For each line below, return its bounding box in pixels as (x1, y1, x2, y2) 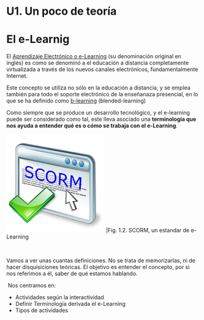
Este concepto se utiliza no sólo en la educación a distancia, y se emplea (6, 84, 191, 91)
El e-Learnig (6, 32, 70, 47)
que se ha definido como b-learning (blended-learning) (6, 97, 146, 105)
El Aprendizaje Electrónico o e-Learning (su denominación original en (6, 53, 182, 60)
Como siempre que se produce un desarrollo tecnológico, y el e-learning (6, 109, 190, 116)
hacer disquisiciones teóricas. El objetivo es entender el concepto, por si (6, 264, 190, 271)
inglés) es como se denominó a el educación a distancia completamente (6, 59, 189, 67)
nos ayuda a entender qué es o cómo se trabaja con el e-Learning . (6, 122, 178, 129)
